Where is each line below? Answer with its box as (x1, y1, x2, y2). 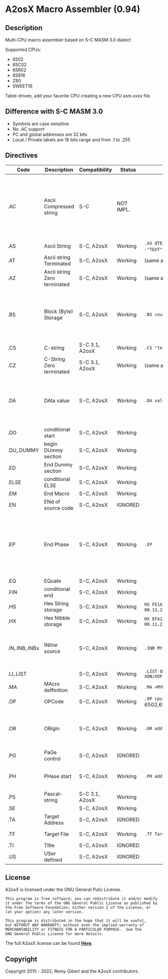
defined (44, 856, 62, 863)
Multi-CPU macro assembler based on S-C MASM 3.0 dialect (5, 37, 131, 43)
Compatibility (79, 166, 112, 173)
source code (44, 504, 74, 511)
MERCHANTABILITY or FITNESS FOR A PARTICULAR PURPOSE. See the (5, 927, 142, 932)
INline (44, 641, 58, 648)
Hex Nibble (44, 614, 70, 621)
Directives (5, 151, 38, 160)
